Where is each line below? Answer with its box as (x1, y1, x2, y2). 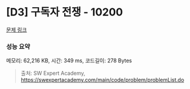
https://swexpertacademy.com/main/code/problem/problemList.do (20, 77, 185, 84)
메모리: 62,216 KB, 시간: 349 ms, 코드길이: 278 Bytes (6, 57, 132, 64)
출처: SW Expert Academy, (20, 69, 85, 77)
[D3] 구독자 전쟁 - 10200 (6, 5, 123, 19)
